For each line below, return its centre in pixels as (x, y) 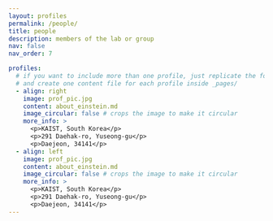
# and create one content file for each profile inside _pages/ (127, 83)
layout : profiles (38, 16)
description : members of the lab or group (81, 39)
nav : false (27, 46)
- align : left (39, 151)
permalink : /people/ (43, 24)
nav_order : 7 (30, 54)
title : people (32, 31)
